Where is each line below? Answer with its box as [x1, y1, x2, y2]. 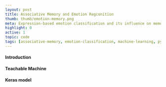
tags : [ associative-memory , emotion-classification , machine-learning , [5, 39, 156, 44]
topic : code [5, 35, 30, 40]
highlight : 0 [5, 26, 32, 30]
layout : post [5, 7, 32, 12]
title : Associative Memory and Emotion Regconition [5, 12, 114, 17]
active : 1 [5, 30, 26, 35]
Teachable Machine [5, 65, 47, 71]
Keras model [5, 77, 32, 83]
